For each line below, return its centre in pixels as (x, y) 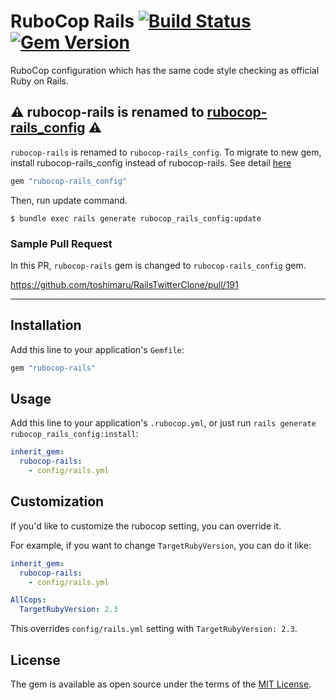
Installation (46, 325)
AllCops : (28, 600)
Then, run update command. (69, 200)
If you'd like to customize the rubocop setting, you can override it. (146, 526)
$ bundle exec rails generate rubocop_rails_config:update (136, 218)
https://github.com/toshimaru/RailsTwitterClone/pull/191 (124, 284)
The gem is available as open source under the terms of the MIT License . (161, 684)
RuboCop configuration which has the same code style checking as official (165, 70)
